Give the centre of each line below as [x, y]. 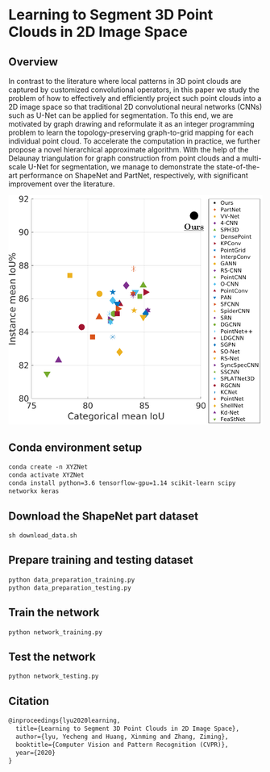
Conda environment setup [75, 447]
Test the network [52, 657]
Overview [33, 62]
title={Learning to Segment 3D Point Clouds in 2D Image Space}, [128, 729]
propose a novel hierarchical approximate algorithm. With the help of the [129, 150]
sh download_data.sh [43, 535]
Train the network [54, 613]
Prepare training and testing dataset [101, 560]
